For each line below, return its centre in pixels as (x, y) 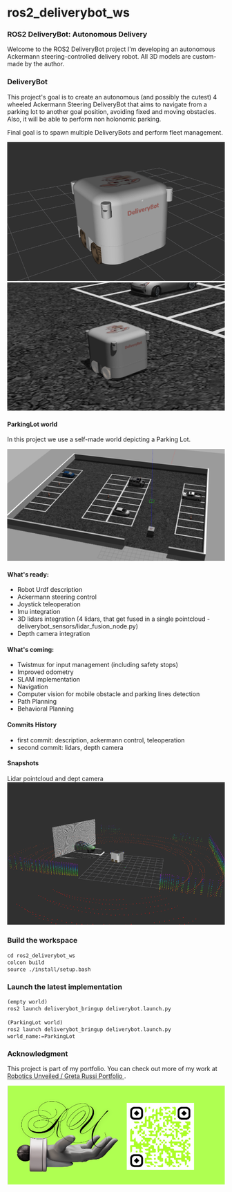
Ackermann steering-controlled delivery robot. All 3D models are (99, 57)
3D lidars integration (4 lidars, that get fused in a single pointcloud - (114, 619)
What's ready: (28, 574)
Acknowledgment (38, 1054)
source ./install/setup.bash (49, 969)
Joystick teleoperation (49, 604)
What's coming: (30, 649)
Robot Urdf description (50, 590)
